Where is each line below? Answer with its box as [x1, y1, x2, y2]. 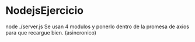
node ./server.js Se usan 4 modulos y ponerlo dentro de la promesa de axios [5, 23, 189, 30]
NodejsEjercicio [5, 4, 84, 17]
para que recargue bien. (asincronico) [5, 29, 97, 36]
